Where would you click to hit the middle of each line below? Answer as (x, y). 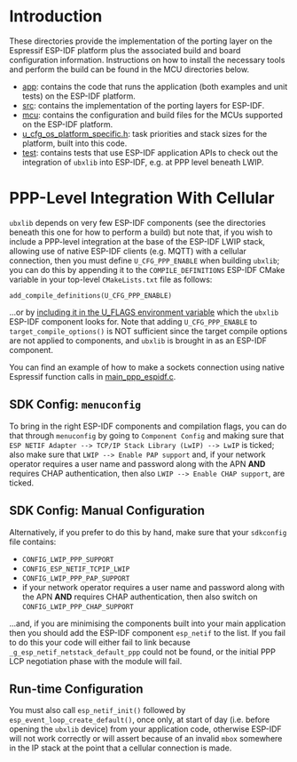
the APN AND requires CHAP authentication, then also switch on (140, 597)
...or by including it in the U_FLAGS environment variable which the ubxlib (144, 312)
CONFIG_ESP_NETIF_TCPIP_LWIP (76, 569)
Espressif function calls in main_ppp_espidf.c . (93, 376)
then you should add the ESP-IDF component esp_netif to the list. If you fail (148, 632)
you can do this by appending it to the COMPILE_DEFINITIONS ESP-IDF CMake (147, 269)
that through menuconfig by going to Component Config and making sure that (147, 435)
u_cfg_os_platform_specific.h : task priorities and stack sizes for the (145, 133)
